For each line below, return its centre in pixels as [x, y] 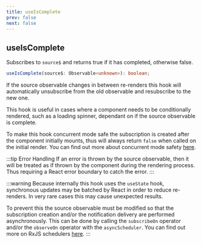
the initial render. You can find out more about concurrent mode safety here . [101, 147]
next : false [21, 23]
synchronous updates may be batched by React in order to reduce [89, 190]
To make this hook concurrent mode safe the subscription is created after [98, 135]
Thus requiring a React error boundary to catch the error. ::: [80, 172]
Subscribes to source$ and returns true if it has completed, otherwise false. [100, 62]
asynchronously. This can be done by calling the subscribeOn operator [94, 221]
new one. [18, 98]
